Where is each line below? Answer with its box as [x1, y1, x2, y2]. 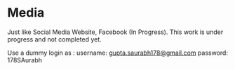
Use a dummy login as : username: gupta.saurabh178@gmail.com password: [7, 49, 228, 57]
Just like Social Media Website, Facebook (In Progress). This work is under [7, 28, 224, 36]
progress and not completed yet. [7, 35, 102, 43]
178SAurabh [7, 55, 42, 64]
